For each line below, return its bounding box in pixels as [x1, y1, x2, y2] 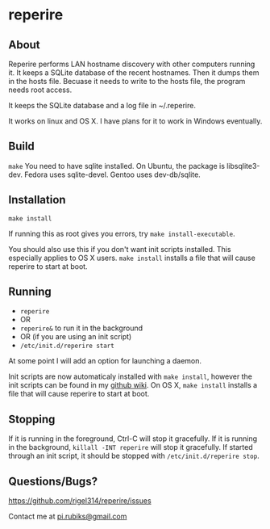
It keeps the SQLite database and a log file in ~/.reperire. [8, 101, 196, 110]
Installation [8, 193, 66, 207]
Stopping [8, 412, 56, 426]
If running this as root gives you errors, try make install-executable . [8, 229, 235, 238]
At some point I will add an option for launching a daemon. [8, 356, 202, 366]
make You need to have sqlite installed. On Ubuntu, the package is [8, 161, 226, 170]
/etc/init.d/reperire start [19, 342, 114, 351]
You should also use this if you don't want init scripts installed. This [8, 244, 231, 254]
